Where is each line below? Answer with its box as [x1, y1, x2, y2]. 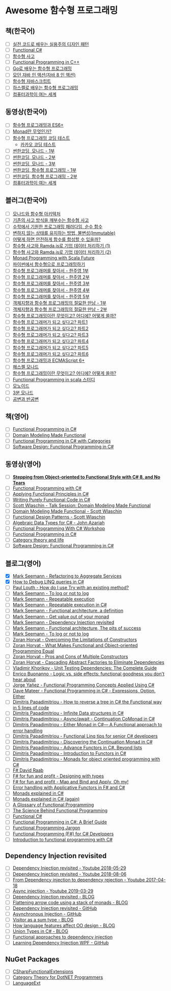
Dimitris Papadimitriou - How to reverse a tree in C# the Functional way [12, 699, 162, 705]
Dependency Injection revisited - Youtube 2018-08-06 [12, 871, 127, 877]
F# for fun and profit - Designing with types [12, 773, 104, 779]
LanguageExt [12, 980, 41, 986]
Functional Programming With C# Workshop [12, 525, 105, 532]
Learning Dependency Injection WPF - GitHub [12, 940, 109, 946]
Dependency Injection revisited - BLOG [12, 893, 95, 900]
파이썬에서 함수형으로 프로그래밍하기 [12, 261, 85, 267]
